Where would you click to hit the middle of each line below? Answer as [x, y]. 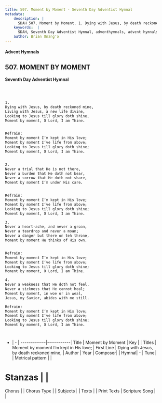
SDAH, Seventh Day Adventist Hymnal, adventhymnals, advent [79, 32]
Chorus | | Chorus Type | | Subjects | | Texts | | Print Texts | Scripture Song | [80, 391]
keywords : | [27, 28]
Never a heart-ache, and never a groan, [46, 227]
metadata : [15, 14]
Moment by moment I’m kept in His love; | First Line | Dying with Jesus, [82, 348]
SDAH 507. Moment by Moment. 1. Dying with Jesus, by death [79, 23]
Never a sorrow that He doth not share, [46, 178]
